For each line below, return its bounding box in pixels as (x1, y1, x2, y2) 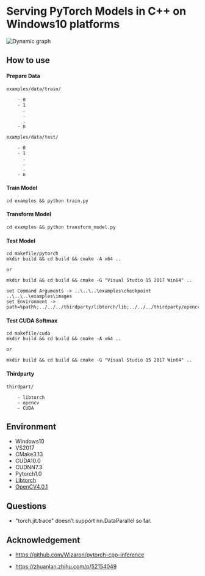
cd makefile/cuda (6, 330, 51, 337)
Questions (6, 501, 47, 511)
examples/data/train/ (6, 86, 62, 92)
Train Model (6, 184, 38, 192)
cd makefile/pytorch (6, 250, 59, 257)
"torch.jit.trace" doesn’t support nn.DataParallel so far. (15, 517, 152, 525)
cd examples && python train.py (6, 197, 88, 204)
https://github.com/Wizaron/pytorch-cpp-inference (15, 551, 145, 558)
